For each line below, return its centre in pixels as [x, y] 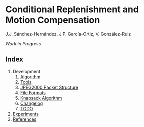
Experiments [25, 114]
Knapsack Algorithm [41, 98]
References [24, 119]
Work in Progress [23, 43]
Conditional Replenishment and [72, 9]
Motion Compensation [53, 20]
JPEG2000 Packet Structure [49, 87]
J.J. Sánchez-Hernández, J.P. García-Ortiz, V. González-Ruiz [68, 34]
